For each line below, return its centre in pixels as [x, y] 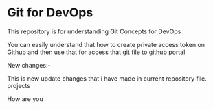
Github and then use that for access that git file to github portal [96, 52]
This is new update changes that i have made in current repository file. [107, 78]
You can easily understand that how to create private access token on [106, 44]
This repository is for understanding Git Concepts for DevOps [94, 31]
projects [19, 85]
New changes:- [29, 65]
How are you [25, 99]
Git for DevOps [50, 13]
